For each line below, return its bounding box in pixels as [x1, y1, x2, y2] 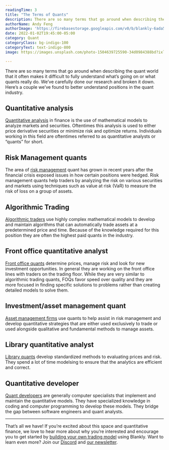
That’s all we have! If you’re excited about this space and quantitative [5, 423, 148, 429]
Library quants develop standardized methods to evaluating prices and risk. [5, 354, 162, 360]
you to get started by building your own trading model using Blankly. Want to [5, 434, 164, 440]
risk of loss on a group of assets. [5, 188, 73, 194]
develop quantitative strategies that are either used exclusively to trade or [5, 320, 158, 326]
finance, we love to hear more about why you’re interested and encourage [5, 428, 159, 434]
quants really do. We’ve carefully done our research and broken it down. [5, 79, 155, 85]
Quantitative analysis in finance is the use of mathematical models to [5, 117, 147, 124]
